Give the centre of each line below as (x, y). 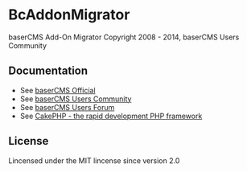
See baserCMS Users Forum (67, 107)
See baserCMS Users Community (76, 99)
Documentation (48, 71)
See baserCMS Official (58, 90)
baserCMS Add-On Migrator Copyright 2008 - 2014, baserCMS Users (124, 37)
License (29, 141)
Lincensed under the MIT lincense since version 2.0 (94, 160)
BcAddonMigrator (69, 15)
